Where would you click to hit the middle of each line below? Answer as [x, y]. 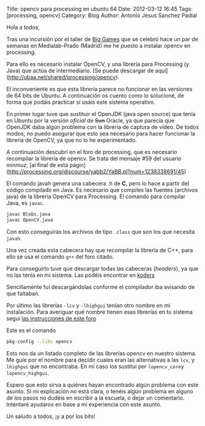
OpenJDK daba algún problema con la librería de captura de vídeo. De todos [103, 127]
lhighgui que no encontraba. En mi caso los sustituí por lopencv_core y [95, 366]
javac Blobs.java [28, 214]
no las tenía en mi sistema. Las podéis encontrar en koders [80, 275]
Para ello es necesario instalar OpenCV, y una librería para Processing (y [98, 64]
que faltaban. [23, 293]
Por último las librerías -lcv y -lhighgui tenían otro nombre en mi [88, 305]
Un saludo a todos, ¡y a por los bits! [51, 416]
